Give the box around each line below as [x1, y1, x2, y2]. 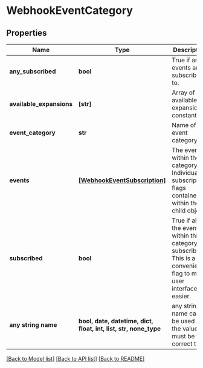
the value [172, 324, 198, 333]
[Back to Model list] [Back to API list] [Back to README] [6, 355, 145, 362]
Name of [172, 121, 196, 129]
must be [172, 332, 195, 340]
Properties [6, 28, 47, 38]
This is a [172, 254, 196, 262]
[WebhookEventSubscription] [78, 176, 166, 185]
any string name [9, 321, 57, 329]
